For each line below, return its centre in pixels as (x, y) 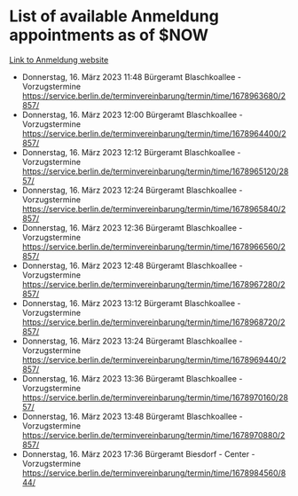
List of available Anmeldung (114, 16)
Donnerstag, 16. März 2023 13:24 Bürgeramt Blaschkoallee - (132, 341)
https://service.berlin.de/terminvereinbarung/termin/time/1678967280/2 (153, 284)
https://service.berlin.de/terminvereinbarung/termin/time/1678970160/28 (155, 398)
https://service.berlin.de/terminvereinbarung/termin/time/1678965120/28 (155, 171)
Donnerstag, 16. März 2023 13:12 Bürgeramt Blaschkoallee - (131, 303)
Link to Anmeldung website (59, 59)
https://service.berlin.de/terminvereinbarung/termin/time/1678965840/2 (154, 209)
